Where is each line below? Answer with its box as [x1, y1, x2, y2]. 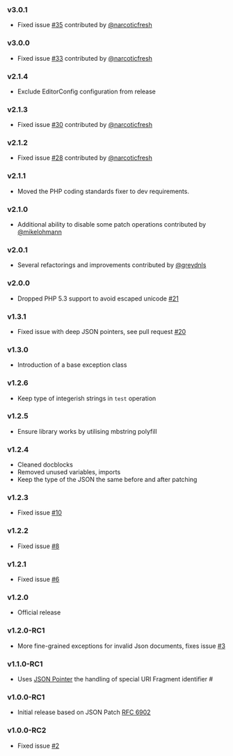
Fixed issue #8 [17, 542, 60, 550]
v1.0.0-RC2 [7, 725, 47, 735]
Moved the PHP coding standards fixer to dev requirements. [17, 187, 190, 195]
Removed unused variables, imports [17, 468, 121, 476]
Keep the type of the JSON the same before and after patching [17, 476, 198, 484]
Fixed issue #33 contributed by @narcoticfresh [17, 54, 153, 62]
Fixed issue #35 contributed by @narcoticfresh [17, 21, 152, 29]
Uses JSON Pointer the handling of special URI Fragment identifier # [17, 674, 214, 683]
